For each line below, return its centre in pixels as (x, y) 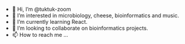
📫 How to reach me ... (40, 35)
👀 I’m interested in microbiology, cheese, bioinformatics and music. (96, 15)
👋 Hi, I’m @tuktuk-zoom (41, 9)
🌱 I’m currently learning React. (50, 22)
